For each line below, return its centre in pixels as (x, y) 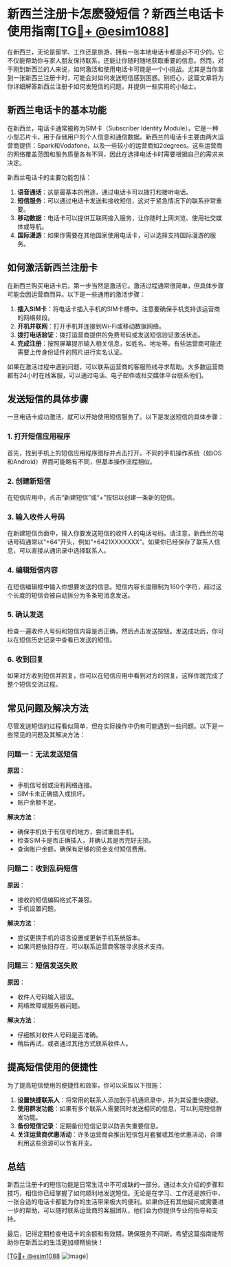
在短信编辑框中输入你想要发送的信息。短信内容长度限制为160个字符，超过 (112, 587)
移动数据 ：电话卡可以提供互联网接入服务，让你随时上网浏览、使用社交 (117, 217)
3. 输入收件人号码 (36, 517)
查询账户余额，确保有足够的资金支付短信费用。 (83, 849)
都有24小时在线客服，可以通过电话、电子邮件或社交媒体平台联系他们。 (107, 375)
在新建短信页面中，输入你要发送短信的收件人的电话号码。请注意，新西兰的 (112, 533)
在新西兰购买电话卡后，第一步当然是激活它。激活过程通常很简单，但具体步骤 (115, 285)
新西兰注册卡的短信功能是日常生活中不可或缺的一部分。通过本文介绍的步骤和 (115, 1185)
